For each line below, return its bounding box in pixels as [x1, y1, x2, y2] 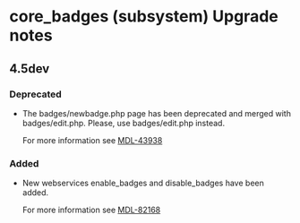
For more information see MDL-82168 [21, 204, 161, 216]
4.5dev [9, 61, 50, 76]
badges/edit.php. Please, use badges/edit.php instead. [21, 117, 226, 128]
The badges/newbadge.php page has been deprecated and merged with [21, 107, 291, 118]
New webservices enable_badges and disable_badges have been [21, 177, 264, 189]
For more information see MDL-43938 [21, 134, 163, 145]
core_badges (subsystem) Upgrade [9, 6, 279, 27]
